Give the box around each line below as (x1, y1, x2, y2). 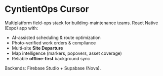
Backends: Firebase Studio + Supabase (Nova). (4, 65, 101, 71)
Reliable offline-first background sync (11, 55, 90, 61)
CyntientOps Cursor (4, 3, 89, 15)
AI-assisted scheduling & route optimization (11, 35, 101, 40)
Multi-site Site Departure (11, 45, 63, 51)
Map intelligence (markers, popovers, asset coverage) (11, 50, 122, 56)
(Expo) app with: (4, 25, 38, 31)
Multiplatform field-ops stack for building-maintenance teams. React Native (4, 20, 159, 26)
